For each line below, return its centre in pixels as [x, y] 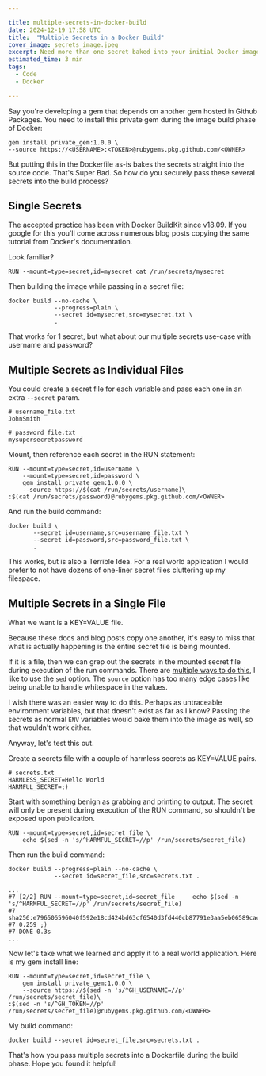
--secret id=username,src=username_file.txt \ [111, 533]
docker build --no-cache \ [53, 301]
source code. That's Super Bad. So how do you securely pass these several [132, 172]
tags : [17, 67]
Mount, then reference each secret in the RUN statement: [102, 455]
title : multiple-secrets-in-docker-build [78, 22]
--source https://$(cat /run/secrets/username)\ [104, 490]
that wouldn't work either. [50, 728]
